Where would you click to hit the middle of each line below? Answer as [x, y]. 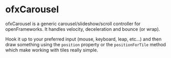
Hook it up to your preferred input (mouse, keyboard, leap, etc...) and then [83, 39]
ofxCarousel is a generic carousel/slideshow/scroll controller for [73, 24]
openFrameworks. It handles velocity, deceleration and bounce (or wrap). [83, 29]
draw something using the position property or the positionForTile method [86, 44]
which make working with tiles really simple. [52, 50]
